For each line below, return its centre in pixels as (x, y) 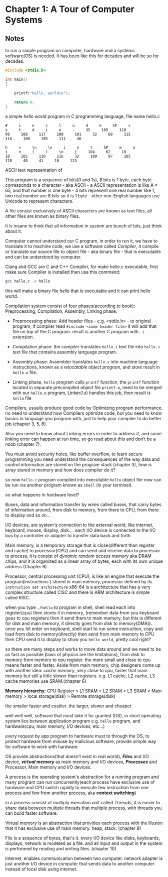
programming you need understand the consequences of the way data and (82, 459)
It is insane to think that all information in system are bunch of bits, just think (83, 226)
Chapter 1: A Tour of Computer (70, 9)
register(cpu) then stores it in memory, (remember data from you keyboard (82, 613)
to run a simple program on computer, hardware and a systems (70, 50)
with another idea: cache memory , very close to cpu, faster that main (76, 671)
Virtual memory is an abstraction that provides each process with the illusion (84, 823)
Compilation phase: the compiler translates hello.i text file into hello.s (86, 347)
